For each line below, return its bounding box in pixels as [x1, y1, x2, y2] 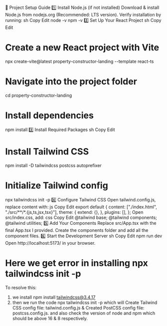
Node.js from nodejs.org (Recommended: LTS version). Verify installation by [5, 12, 162, 17]
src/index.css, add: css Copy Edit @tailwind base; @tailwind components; [5, 214, 157, 220]
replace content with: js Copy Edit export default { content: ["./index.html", [5, 204, 157, 210]
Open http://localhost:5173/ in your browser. [5, 240, 96, 246]
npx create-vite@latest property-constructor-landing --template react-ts [5, 58, 154, 64]
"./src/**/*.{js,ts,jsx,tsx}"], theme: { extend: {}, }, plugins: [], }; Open [5, 209, 144, 215]
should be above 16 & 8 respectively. [12, 315, 88, 321]
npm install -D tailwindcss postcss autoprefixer [5, 162, 102, 168]
